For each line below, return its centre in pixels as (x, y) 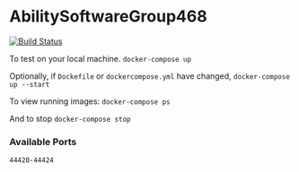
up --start (30, 84)
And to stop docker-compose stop (70, 118)
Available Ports (43, 142)
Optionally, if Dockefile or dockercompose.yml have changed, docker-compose (149, 76)
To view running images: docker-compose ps (90, 101)
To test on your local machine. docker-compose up (100, 58)
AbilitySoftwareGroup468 (109, 17)
